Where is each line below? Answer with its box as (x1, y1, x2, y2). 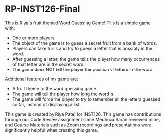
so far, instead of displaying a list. (12, 101, 81, 107)
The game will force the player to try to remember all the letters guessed (12, 96, 161, 102)
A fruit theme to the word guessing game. (12, 85, 98, 91)
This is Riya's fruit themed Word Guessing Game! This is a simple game (5, 20, 151, 26)
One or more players (12, 35, 55, 41)
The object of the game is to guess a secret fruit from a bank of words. (12, 40, 157, 46)
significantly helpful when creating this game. (5, 127, 98, 133)
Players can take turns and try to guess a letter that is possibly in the (12, 45, 153, 51)
